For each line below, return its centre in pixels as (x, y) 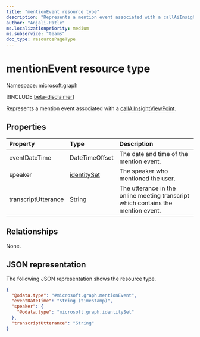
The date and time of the (154, 154)
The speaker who (144, 171)
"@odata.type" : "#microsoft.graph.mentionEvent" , (74, 295)
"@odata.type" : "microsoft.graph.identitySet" (76, 312)
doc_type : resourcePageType (41, 39)
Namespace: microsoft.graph (42, 85)
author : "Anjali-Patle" (36, 23)
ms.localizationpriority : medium (48, 28)
